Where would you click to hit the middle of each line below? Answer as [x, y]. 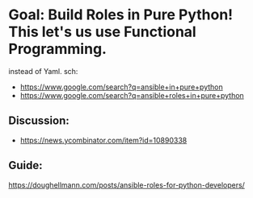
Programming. [58, 49]
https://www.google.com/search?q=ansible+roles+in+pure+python [132, 95]
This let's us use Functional [102, 32]
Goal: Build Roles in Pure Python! [121, 15]
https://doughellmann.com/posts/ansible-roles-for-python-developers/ [126, 185]
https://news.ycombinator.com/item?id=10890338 [103, 140]
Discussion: [39, 121]
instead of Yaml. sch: [43, 71]
